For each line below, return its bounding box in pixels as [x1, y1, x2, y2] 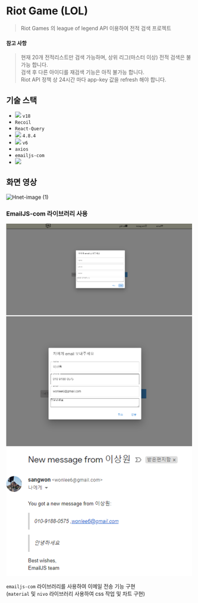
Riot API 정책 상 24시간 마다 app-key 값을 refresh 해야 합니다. [20, 76, 166, 83]
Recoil [14, 119, 32, 126]
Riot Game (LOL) [6, 4, 88, 18]
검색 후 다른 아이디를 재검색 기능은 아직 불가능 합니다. [20, 68, 144, 76]
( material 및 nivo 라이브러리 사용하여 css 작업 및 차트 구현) [6, 590, 146, 597]
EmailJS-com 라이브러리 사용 [6, 210, 88, 218]
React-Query [14, 126, 45, 132]
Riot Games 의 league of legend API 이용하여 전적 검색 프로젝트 [20, 24, 171, 32]
